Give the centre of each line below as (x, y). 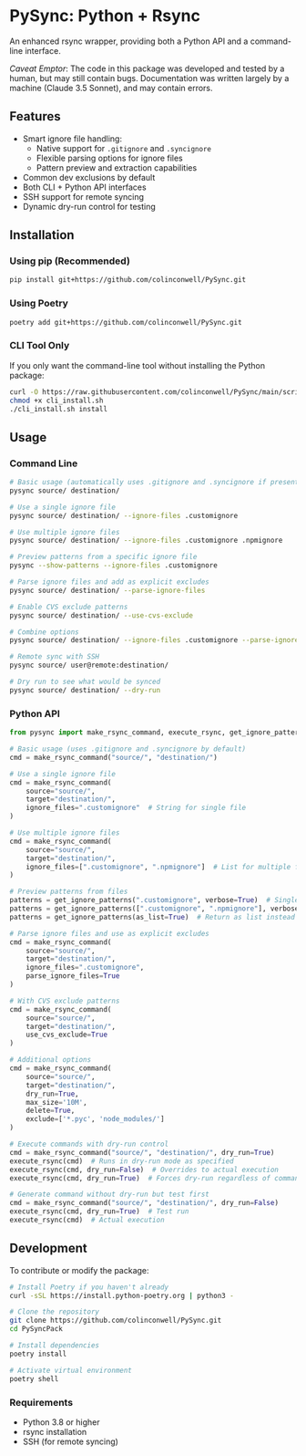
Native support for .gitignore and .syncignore (124, 148)
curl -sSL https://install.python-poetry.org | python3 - (122, 1295)
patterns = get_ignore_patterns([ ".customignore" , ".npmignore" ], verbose (154, 909)
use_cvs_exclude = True (66, 1035)
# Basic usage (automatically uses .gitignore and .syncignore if (138, 483)
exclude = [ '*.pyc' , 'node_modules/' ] (96, 1119)
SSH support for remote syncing (83, 196)
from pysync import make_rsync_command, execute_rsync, (117, 733)
